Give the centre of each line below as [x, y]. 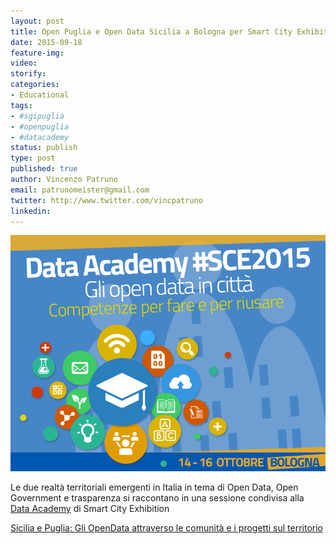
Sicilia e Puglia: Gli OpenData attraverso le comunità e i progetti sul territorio [166, 528]
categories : [35, 85]
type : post [33, 158]
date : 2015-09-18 [46, 42]
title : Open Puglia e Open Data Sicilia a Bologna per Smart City [151, 31]
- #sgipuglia [37, 116]
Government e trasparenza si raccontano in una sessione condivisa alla [157, 498]
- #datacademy [40, 137]
